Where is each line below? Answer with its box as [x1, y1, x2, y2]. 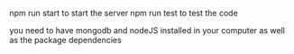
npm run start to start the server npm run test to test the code [9, 8, 239, 18]
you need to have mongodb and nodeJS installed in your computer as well [9, 25, 286, 35]
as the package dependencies [9, 35, 122, 45]
